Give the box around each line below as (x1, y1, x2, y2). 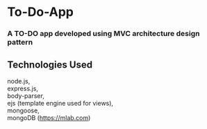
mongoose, (7, 106, 40, 115)
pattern (7, 37, 33, 47)
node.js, (7, 77, 31, 85)
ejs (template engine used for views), (7, 99, 113, 107)
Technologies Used (7, 59, 92, 70)
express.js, (7, 84, 38, 92)
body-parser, (7, 91, 45, 100)
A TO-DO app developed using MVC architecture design (7, 29, 200, 39)
